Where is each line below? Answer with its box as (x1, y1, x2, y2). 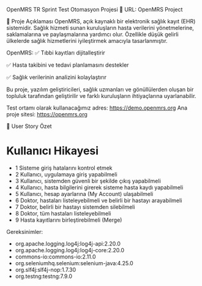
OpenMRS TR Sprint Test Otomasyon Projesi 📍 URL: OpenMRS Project (6, 6, 183, 13)
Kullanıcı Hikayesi (6, 144, 99, 158)
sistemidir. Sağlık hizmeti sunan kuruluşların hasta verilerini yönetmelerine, (6, 24, 194, 31)
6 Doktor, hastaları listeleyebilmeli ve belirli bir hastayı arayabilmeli (15, 197, 182, 204)
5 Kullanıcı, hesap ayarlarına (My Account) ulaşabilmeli (15, 190, 154, 197)
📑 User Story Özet (6, 122, 52, 130)
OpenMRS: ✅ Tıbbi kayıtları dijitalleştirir (6, 49, 105, 56)
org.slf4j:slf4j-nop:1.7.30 (15, 266, 77, 273)
